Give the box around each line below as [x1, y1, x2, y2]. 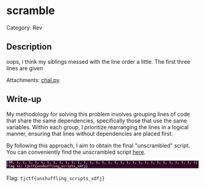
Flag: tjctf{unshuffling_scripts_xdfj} [6, 175, 105, 182]
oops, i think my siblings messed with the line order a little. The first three [6, 58, 191, 65]
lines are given [6, 64, 43, 72]
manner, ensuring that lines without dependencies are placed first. [6, 130, 173, 137]
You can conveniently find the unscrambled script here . [6, 148, 146, 156]
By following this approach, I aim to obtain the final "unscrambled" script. [6, 141, 190, 149]
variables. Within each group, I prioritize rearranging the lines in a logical [6, 123, 189, 130]
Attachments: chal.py [6, 76, 60, 83]
